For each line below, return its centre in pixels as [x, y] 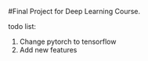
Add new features [48, 50]
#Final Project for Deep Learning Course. [74, 11]
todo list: [22, 26]
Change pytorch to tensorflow [68, 41]
